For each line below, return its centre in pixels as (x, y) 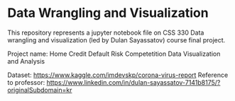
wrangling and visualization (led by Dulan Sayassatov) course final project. (116, 40)
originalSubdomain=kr (40, 90)
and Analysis (26, 61)
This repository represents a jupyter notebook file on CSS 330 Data (106, 32)
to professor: (26, 82)
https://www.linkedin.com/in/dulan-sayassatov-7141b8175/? (133, 82)
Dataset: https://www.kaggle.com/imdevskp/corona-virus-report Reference (118, 75)
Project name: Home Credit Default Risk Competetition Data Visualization (114, 54)
